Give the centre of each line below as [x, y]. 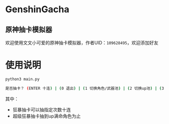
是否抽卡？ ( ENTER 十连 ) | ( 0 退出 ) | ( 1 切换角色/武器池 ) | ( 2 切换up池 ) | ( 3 [85, 88]
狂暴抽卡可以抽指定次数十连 [42, 109]
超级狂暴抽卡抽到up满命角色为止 [47, 116]
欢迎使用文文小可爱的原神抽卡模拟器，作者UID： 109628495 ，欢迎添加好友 [82, 43]
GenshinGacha [37, 9]
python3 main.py [22, 79]
